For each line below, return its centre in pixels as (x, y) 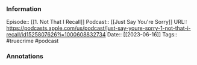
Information (24, 9)
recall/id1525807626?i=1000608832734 (56, 35)
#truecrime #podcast (33, 41)
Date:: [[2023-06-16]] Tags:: (142, 35)
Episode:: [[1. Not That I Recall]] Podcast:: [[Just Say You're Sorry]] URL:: (97, 22)
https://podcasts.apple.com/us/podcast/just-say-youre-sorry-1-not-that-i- (98, 28)
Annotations (25, 57)
